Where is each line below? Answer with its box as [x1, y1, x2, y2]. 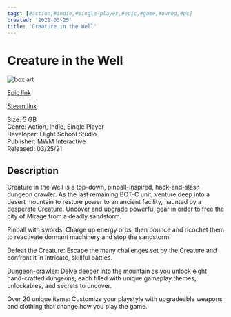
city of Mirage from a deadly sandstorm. [7, 212, 122, 221]
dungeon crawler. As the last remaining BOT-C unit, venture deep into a [7, 190, 210, 198]
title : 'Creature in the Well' [7, 23, 97, 30]
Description [7, 165, 59, 176]
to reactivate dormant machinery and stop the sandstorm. [7, 233, 171, 241]
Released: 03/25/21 [7, 145, 63, 153]
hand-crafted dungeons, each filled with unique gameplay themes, [7, 274, 197, 283]
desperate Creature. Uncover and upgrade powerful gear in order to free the [7, 205, 225, 214]
